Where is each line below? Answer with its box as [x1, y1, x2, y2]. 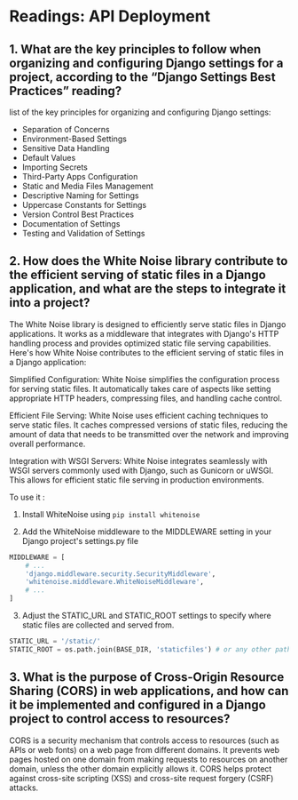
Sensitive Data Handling [21, 143, 110, 153]
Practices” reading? [9, 83, 122, 99]
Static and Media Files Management [21, 180, 153, 191]
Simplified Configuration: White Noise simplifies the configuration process [9, 373, 280, 384]
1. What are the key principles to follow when [9, 42, 262, 57]
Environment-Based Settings [21, 133, 127, 144]
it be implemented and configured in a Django [9, 698, 266, 713]
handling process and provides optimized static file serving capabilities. [9, 338, 271, 348]
